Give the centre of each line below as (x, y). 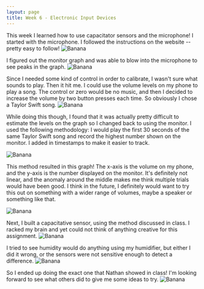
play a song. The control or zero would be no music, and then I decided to (100, 91)
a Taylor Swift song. (32, 104)
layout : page (23, 12)
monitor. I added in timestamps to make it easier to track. (78, 142)
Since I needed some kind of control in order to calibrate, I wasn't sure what (102, 79)
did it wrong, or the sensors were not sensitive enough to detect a (89, 254)
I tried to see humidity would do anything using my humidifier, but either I (99, 248)
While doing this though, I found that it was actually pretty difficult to (93, 117)
